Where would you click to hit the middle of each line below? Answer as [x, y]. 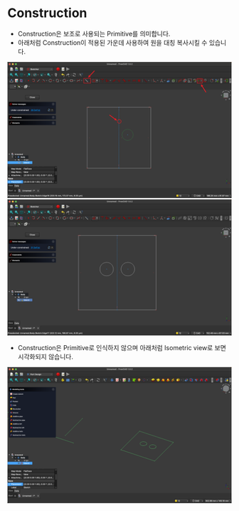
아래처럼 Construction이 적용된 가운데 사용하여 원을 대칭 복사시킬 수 [112, 42]
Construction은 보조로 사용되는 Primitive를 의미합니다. [94, 33]
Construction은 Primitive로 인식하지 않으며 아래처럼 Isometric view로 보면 [122, 348]
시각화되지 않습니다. [45, 357]
